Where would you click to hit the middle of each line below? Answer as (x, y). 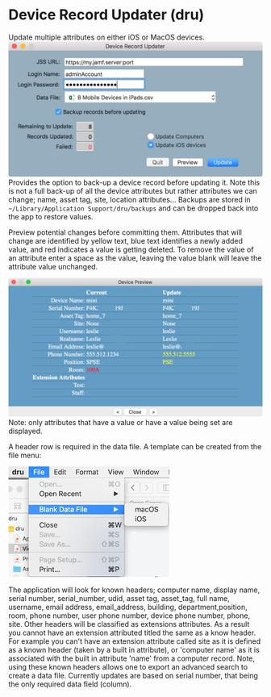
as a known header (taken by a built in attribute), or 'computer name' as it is (134, 650)
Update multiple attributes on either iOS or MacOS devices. (107, 37)
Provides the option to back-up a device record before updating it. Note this (134, 182)
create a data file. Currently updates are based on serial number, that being (133, 676)
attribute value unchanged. (53, 266)
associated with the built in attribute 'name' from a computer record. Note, (132, 658)
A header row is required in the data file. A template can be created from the (135, 447)
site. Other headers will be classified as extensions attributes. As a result (129, 624)
